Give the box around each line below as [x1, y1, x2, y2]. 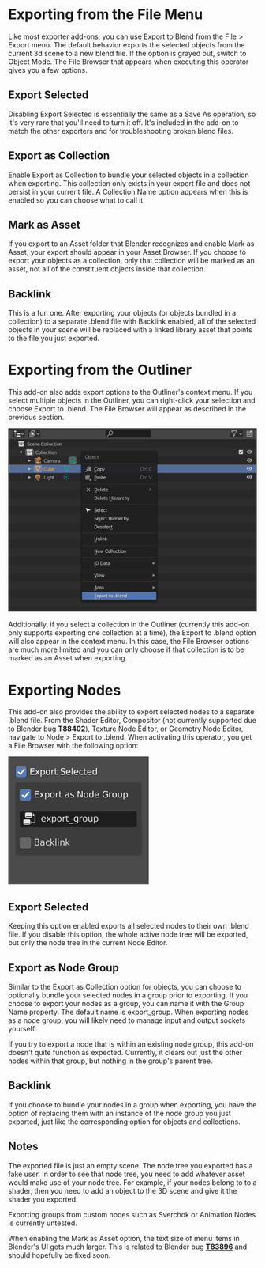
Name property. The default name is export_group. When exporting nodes [8, 1007, 249, 1016]
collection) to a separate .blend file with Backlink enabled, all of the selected [8, 316, 256, 326]
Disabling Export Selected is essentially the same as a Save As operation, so [8, 109, 256, 119]
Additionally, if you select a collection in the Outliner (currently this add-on [8, 619, 250, 630]
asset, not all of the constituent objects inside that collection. [8, 264, 207, 274]
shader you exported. [8, 1194, 78, 1204]
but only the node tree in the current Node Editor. [8, 938, 168, 948]
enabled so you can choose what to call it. [8, 195, 146, 205]
